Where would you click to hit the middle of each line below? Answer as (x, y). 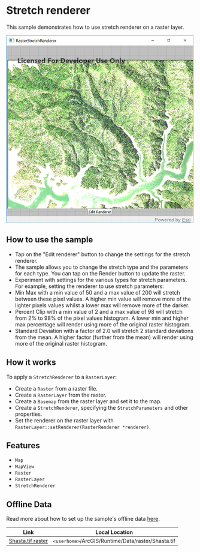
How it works (31, 363)
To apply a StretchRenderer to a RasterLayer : (62, 377)
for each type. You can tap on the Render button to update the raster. (100, 273)
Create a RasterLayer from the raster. (60, 395)
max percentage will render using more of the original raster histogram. (103, 324)
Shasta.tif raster (28, 541)
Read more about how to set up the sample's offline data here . (83, 519)
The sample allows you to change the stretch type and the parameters (101, 267)
